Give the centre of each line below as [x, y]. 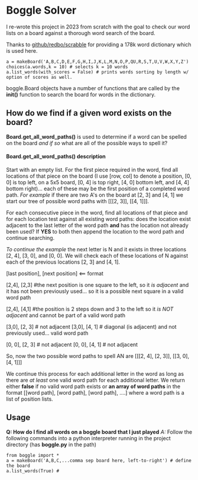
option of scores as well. [39, 77]
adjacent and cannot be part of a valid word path [66, 315]
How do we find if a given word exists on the [89, 113]
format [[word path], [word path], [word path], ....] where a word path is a [95, 392]
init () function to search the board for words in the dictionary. [81, 94]
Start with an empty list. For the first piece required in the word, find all [92, 169]
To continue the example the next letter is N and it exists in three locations [96, 249]
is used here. [22, 50]
